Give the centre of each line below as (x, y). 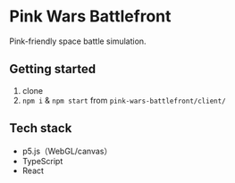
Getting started (53, 69)
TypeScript (42, 161)
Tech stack (41, 128)
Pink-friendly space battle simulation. (78, 41)
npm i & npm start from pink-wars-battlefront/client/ (124, 100)
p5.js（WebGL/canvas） (67, 151)
